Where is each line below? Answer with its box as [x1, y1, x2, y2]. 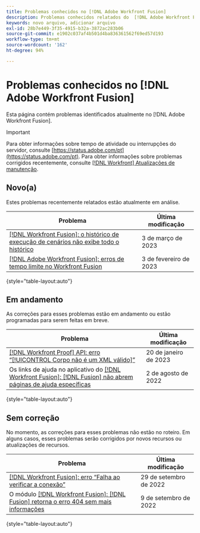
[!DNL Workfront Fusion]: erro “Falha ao [9, 473, 120, 481]
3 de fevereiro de [142, 254, 190, 263]
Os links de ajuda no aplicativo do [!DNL [9, 366, 121, 374]
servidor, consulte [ [6, 147, 54, 154]
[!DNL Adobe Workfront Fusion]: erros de [9, 254, 124, 263]
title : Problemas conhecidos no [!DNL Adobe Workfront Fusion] [6, 8, 167, 15]
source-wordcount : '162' [6, 42, 68, 48]
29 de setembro [140, 473, 186, 481]
